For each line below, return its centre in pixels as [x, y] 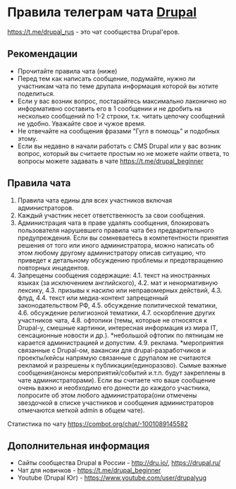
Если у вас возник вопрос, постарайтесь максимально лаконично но [122, 101]
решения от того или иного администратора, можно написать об [116, 245]
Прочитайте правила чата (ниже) [67, 71]
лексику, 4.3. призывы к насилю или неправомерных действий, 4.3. [120, 290]
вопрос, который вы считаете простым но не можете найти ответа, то [123, 153]
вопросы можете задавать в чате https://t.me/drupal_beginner [110, 161]
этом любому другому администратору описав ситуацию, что [112, 253]
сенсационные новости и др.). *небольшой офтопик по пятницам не [120, 335]
